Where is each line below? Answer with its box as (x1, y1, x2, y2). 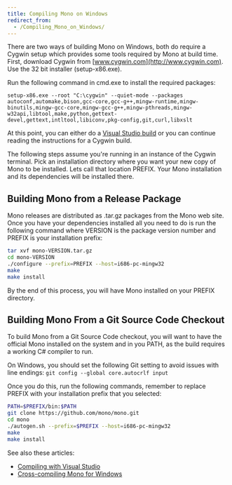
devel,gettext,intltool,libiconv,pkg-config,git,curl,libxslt (7, 117, 193, 124)
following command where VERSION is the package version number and (7, 226, 216, 235)
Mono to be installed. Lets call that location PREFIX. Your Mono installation (7, 165, 222, 173)
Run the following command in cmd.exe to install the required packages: (7, 79, 216, 87)
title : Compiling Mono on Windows (7, 10, 109, 18)
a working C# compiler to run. (7, 347, 93, 356)
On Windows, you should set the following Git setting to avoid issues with (7, 361, 219, 369)
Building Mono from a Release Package (7, 192, 182, 204)
